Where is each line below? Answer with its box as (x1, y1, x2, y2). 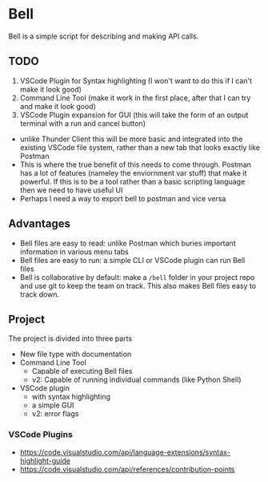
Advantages (8, 217, 70, 231)
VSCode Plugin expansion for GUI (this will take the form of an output (19, 110, 249, 119)
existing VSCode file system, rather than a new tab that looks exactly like (19, 142, 260, 152)
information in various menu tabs (19, 246, 130, 257)
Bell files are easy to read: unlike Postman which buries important (19, 238, 236, 248)
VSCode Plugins (8, 429, 74, 440)
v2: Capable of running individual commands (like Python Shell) (31, 375, 242, 385)
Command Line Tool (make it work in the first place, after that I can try (19, 93, 251, 103)
